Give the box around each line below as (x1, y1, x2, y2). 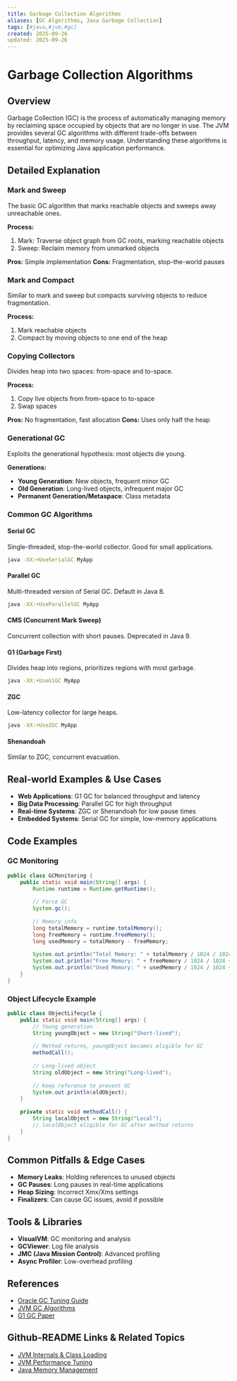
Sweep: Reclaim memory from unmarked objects (17, 244, 160, 252)
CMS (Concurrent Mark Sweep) (7, 616, 102, 625)
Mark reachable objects (17, 326, 87, 335)
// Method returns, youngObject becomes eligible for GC (32, 1043, 203, 1050)
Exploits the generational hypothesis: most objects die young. (7, 449, 186, 458)
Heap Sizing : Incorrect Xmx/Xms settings (17, 1188, 139, 1197)
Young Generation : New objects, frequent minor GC (17, 477, 169, 485)
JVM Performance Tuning (17, 1358, 93, 1366)
